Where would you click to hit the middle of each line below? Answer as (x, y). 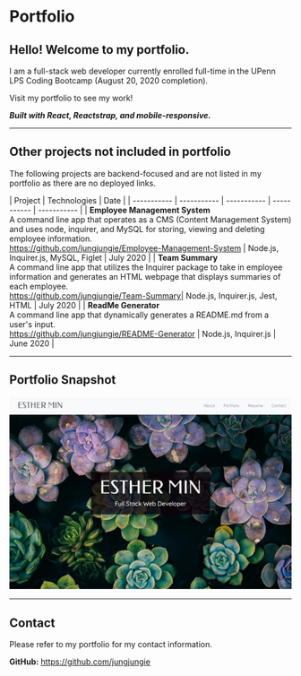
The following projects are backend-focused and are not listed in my (135, 173)
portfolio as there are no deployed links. (83, 183)
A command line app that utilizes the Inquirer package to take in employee (146, 267)
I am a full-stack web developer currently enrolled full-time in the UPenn (142, 71)
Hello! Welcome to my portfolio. (99, 50)
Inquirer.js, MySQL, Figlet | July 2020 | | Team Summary (113, 257)
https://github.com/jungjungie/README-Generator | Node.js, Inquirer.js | (142, 334)
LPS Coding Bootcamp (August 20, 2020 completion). (109, 81)
